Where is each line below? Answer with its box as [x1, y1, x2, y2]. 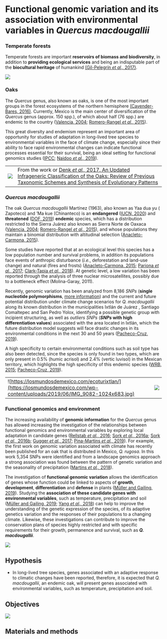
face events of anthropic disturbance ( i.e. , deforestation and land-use [5, 257, 148, 263]
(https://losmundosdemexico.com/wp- [7, 384, 99, 391]
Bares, [5, 108, 18, 114]
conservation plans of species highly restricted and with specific [5, 522, 138, 528]
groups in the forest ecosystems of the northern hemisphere [5, 103, 129, 109]
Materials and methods [5, 628, 79, 636]
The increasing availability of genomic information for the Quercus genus [5, 417, 157, 423]
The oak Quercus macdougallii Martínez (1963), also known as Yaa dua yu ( [5, 205, 160, 211]
